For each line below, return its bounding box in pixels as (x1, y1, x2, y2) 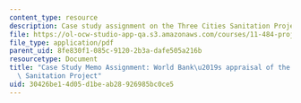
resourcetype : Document (9, 55, 99, 64)
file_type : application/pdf (9, 38, 115, 47)
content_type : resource (9, 13, 99, 22)
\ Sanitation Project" (17, 72, 102, 81)
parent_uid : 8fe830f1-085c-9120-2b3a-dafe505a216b (9, 47, 202, 56)
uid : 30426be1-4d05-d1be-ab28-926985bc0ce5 (9, 80, 175, 89)
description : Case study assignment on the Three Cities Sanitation (9, 21, 271, 30)
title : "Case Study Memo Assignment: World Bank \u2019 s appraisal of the (9, 64, 291, 73)
